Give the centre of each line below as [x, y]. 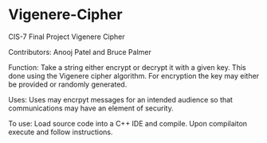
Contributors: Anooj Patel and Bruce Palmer [80, 52]
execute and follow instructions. [61, 132]
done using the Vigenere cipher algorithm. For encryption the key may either [134, 75]
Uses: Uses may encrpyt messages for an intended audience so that [121, 99]
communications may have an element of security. [91, 108]
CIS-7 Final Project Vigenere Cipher [67, 37]
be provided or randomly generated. [68, 84]
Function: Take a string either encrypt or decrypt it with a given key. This [127, 67]
